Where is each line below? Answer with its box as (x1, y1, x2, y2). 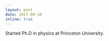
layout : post (5, 7, 33, 12)
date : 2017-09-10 (5, 12, 42, 17)
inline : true (5, 16, 33, 21)
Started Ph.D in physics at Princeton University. (5, 30, 104, 36)
